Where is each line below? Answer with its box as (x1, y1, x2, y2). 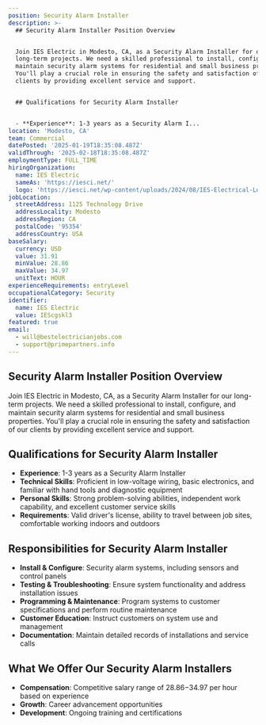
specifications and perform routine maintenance (19, 605, 177, 615)
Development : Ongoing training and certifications (19, 708, 183, 717)
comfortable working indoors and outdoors (19, 519, 161, 528)
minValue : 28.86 (15, 259, 69, 268)
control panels (19, 571, 67, 581)
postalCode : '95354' (15, 223, 83, 231)
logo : (15, 185, 34, 194)
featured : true (8, 319, 59, 326)
